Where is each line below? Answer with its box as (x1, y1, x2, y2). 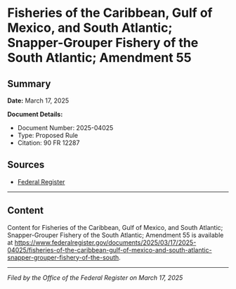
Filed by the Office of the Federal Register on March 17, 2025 (7, 273, 183, 282)
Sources (7, 159, 45, 171)
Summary (7, 77, 51, 89)
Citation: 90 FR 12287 (17, 139, 80, 147)
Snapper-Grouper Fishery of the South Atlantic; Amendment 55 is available (7, 231, 224, 239)
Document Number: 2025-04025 (17, 124, 114, 131)
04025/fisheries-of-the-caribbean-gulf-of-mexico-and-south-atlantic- (7, 245, 212, 254)
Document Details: (7, 110, 63, 118)
